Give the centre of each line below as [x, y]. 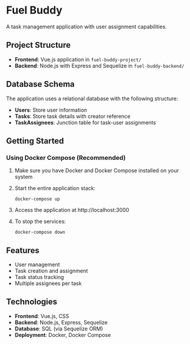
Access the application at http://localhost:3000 [72, 210]
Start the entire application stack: [55, 188]
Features [23, 250]
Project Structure [38, 45]
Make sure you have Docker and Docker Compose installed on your [97, 171]
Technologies [32, 302]
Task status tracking [39, 277]
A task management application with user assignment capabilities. [86, 27]
